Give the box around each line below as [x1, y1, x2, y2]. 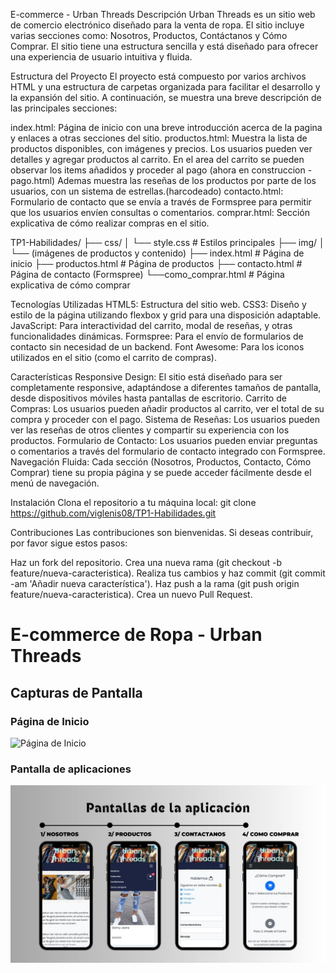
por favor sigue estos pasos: [10, 537, 128, 549]
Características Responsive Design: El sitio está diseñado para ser [10, 371, 283, 383]
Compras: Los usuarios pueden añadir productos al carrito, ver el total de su [10, 403, 325, 414]
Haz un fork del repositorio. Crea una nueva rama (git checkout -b [10, 557, 283, 568]
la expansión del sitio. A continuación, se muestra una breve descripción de [10, 92, 322, 103]
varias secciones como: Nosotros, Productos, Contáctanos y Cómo [10, 30, 288, 41]
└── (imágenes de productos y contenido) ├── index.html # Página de [10, 247, 305, 259]
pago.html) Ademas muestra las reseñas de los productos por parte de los [10, 175, 317, 186]
